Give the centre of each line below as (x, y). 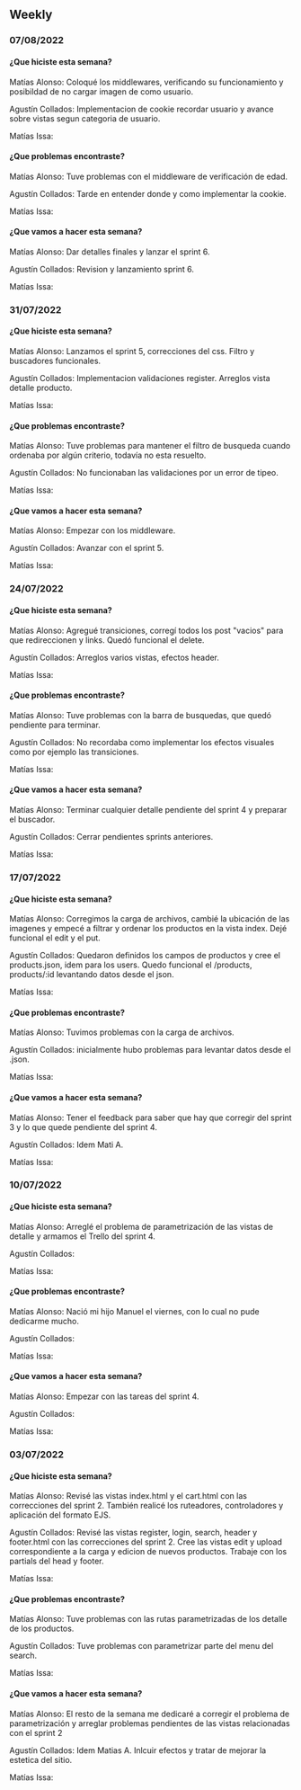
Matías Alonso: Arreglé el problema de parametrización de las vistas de (142, 1226)
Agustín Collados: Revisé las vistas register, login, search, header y (133, 1533)
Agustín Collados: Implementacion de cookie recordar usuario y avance (142, 109)
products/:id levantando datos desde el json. (92, 975)
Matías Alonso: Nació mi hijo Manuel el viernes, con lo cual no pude (134, 1311)
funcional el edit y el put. (55, 938)
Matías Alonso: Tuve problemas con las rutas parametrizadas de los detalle (148, 1619)
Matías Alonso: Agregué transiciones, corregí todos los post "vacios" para (146, 630)
